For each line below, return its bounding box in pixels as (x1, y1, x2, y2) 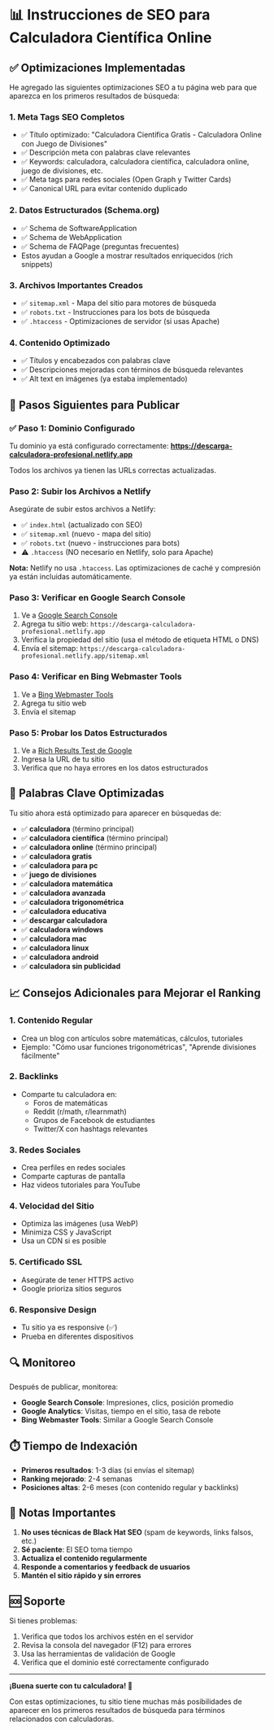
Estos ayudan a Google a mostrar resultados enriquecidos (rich (20, 251, 233, 260)
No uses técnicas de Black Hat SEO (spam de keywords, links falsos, (20, 1527, 254, 1537)
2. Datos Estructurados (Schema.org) (9, 204, 160, 216)
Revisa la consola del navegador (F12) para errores (20, 1640, 192, 1650)
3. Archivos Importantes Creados (9, 279, 143, 291)
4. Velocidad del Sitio (9, 1200, 94, 1212)
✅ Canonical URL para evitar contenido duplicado (20, 184, 188, 194)
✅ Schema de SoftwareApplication (20, 223, 137, 233)
